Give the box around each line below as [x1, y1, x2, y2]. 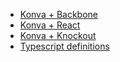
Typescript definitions [19, 40, 110, 52]
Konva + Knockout [19, 30, 97, 41]
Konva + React [19, 19, 81, 31]
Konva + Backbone [19, 9, 99, 20]
